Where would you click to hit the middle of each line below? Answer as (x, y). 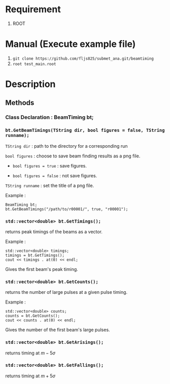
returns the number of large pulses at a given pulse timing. (66, 292)
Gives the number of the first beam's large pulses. (58, 330)
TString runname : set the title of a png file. (50, 185)
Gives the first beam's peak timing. (42, 269)
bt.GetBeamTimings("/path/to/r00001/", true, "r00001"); (67, 209)
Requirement (33, 9)
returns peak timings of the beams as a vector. (54, 231)
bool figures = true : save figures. (50, 166)
